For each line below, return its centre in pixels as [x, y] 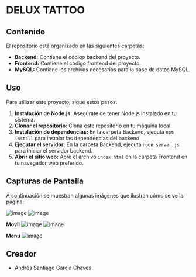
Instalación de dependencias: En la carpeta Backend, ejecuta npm [94, 131]
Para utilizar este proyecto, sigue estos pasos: [62, 102]
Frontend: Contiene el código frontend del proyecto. [78, 63]
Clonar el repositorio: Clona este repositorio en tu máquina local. [93, 126]
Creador [21, 254]
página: [15, 202]
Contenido [26, 32]
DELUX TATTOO [46, 10]
